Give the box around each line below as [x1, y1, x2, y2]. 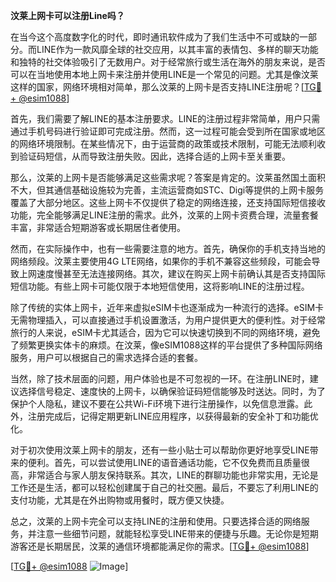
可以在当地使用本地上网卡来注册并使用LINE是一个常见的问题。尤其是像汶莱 [10, 69, 319, 80]
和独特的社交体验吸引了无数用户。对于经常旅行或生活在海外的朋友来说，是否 [10, 56, 326, 68]
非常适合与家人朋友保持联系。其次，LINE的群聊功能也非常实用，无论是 [27, 469, 319, 481]
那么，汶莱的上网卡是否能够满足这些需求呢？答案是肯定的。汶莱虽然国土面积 [10, 172, 326, 183]
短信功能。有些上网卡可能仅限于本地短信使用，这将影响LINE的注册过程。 [10, 280, 310, 292]
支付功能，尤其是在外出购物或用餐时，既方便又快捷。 [10, 494, 230, 506]
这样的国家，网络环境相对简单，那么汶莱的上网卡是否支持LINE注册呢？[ [10, 81, 305, 93]
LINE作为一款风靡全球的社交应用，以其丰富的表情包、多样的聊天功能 [36, 44, 319, 55]
